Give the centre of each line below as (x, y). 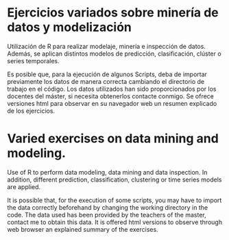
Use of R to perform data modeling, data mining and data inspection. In (107, 172)
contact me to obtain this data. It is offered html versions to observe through (115, 222)
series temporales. (33, 61)
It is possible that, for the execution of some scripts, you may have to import (114, 200)
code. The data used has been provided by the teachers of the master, (107, 215)
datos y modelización (70, 27)
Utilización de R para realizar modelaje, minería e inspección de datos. (106, 46)
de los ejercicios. (31, 111)
